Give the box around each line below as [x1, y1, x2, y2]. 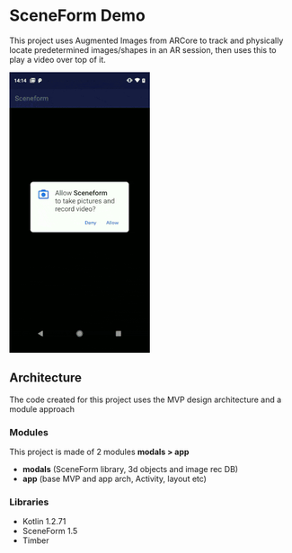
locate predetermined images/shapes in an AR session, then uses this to [9, 44, 277, 55]
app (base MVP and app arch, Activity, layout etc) [22, 473, 207, 485]
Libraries [9, 496, 49, 508]
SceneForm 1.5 [22, 526, 78, 537]
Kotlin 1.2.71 [22, 516, 66, 527]
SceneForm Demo [9, 5, 146, 26]
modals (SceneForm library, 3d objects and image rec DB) [22, 464, 239, 475]
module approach [9, 403, 75, 414]
